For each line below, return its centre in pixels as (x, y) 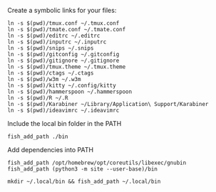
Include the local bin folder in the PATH (65, 123)
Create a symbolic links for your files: (62, 10)
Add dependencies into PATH (51, 150)
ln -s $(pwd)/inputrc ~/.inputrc (57, 42)
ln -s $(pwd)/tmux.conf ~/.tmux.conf (63, 23)
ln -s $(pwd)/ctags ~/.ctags (51, 73)
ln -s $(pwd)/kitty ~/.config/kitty (62, 85)
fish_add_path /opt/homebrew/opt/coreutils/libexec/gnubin (97, 163)
